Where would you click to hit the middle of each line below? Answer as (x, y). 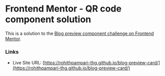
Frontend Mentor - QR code (63, 9)
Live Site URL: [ (28, 63)
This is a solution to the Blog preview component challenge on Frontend (80, 33)
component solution (48, 19)
